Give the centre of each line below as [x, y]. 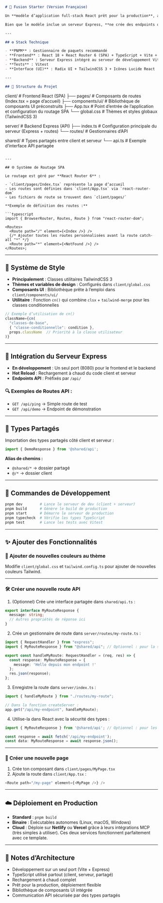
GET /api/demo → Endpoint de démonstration [57, 409]
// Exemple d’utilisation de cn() [40, 314]
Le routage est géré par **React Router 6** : [53, 176]
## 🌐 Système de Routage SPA [35, 167]
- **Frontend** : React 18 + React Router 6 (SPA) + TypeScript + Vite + [81, 55]
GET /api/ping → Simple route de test [49, 404]
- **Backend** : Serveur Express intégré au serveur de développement [78, 60]
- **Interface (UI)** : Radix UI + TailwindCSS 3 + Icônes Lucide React [80, 69]
